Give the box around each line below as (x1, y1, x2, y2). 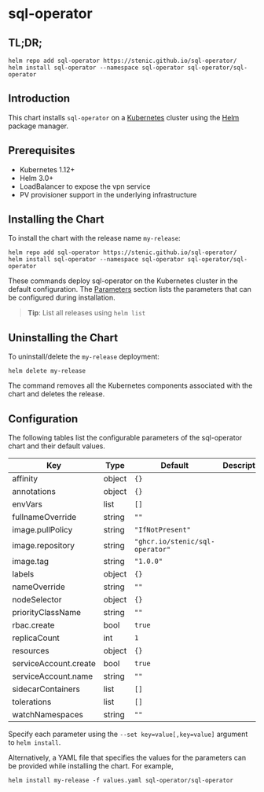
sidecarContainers (12, 683, 80, 694)
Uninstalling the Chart (8, 331, 119, 344)
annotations (12, 486, 57, 497)
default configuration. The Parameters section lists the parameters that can (8, 285, 251, 294)
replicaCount (12, 632, 60, 643)
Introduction (8, 92, 71, 105)
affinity (12, 473, 38, 484)
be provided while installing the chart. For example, (8, 761, 174, 771)
